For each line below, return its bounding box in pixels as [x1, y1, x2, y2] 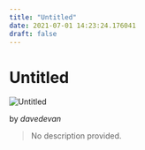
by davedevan [9, 114, 62, 124]
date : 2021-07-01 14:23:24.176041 [9, 21, 137, 30]
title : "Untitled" [9, 12, 77, 22]
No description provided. [30, 131, 122, 141]
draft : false [9, 29, 57, 38]
